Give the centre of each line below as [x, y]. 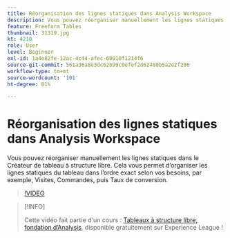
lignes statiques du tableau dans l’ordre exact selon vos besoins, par [105, 172]
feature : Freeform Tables [44, 26]
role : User [23, 46]
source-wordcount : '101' [43, 78]
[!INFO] [35, 207]
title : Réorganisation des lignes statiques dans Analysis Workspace [109, 13]
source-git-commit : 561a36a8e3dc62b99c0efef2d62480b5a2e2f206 [98, 65]
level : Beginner [30, 52]
